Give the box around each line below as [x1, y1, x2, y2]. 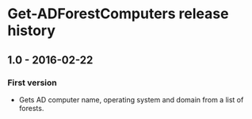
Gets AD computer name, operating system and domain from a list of [18, 94, 244, 104]
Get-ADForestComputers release [7, 5, 229, 23]
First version [7, 77, 57, 88]
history [7, 21, 56, 40]
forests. [18, 103, 44, 113]
